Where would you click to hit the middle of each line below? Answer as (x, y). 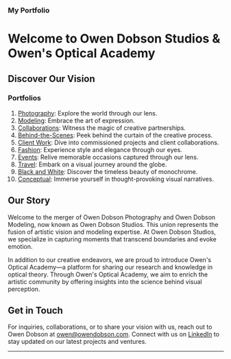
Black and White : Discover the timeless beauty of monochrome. (108, 171)
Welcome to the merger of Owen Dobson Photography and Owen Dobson (112, 217)
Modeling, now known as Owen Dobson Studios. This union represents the (113, 224)
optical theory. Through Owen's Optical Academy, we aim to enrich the (108, 274)
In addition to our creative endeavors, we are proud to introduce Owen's (110, 259)
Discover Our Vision (51, 79)
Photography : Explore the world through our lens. (87, 113)
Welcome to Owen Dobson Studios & (114, 39)
